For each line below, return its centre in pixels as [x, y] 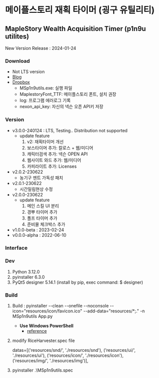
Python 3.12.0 [26, 271]
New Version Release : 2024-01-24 [41, 48]
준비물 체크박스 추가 [46, 224]
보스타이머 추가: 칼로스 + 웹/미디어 [60, 148]
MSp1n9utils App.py [32, 316]
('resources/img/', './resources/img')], [50, 361]
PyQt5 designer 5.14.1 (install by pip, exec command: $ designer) [78, 282]
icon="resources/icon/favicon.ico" [47, 311]
